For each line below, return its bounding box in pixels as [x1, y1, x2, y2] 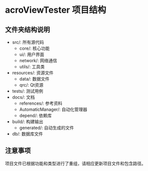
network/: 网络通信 [19, 58, 57, 64]
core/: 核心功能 [19, 45, 50, 51]
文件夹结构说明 [5, 25, 50, 34]
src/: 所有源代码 [12, 40, 44, 45]
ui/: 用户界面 [19, 52, 45, 57]
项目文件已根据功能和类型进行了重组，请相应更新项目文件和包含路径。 [5, 160, 146, 166]
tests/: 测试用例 [12, 88, 43, 94]
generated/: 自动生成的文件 [19, 125, 74, 130]
